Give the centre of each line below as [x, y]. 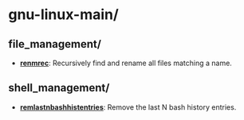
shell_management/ [59, 88]
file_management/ [55, 44]
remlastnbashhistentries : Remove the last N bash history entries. [128, 107]
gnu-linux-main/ [64, 15]
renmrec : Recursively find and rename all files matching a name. [126, 63]
